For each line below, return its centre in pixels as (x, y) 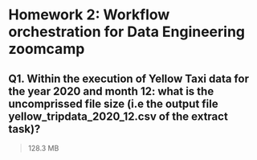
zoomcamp (47, 49)
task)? (24, 129)
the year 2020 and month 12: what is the (111, 91)
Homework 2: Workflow (89, 15)
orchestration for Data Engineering (127, 32)
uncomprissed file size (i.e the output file (113, 103)
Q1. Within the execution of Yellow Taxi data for (128, 78)
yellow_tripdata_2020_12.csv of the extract (118, 116)
